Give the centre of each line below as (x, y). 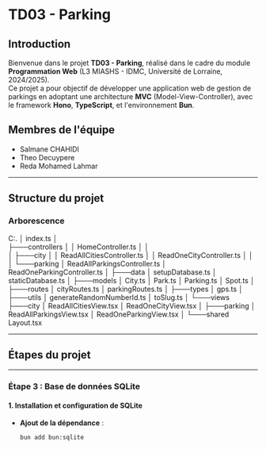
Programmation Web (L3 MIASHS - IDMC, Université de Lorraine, (116, 71)
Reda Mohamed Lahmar (59, 166)
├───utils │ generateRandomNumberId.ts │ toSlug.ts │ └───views (119, 297)
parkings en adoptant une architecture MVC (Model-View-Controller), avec (131, 96)
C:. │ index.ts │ (33, 238)
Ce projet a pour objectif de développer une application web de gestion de (130, 88)
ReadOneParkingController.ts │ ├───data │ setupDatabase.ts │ (113, 272)
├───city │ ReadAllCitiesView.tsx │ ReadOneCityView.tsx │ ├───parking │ (132, 305)
